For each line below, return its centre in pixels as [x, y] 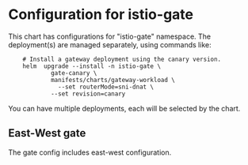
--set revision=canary [88, 94]
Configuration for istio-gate [101, 15]
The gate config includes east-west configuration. [90, 152]
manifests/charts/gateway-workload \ [113, 80]
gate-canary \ [74, 73]
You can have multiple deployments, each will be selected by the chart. [124, 108]
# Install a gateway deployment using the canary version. [122, 59]
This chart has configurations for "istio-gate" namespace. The [110, 36]
